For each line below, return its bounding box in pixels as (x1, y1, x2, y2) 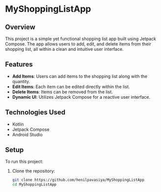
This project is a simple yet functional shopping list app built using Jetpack (5, 36, 156, 42)
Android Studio (12, 131, 43, 137)
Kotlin (12, 121, 24, 127)
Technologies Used (5, 108, 65, 117)
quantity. (12, 78, 30, 84)
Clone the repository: (12, 168, 55, 174)
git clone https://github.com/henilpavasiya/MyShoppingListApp (12, 177, 145, 183)
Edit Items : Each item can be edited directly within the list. (12, 84, 130, 89)
